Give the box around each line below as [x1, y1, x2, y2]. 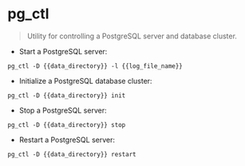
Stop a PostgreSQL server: [18, 105, 107, 115]
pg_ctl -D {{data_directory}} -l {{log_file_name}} [7, 61, 183, 70]
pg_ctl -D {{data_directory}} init [7, 91, 126, 100]
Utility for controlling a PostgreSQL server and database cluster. [26, 31, 237, 41]
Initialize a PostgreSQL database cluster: [18, 76, 152, 85]
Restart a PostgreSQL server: [18, 135, 115, 144]
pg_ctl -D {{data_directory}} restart [7, 150, 136, 158]
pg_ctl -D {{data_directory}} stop [7, 121, 126, 128]
